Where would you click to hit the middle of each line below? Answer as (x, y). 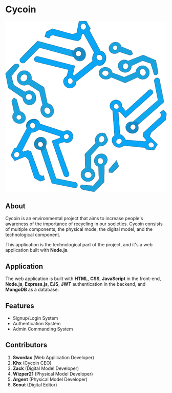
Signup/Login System (35, 318)
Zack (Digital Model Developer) (46, 368)
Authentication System (37, 323)
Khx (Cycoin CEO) (32, 363)
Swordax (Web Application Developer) (53, 357)
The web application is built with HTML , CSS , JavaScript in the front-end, (83, 279)
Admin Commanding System (43, 329)
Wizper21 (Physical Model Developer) (53, 374)
